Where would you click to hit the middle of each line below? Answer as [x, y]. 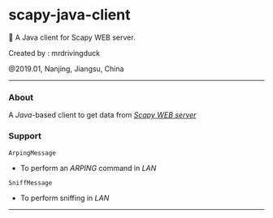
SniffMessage [30, 183]
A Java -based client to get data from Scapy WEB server [102, 115]
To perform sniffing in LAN [65, 198]
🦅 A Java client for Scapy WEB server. [72, 37]
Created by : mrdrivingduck [54, 53]
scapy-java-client [69, 15]
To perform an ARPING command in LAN [88, 168]
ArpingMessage [32, 153]
